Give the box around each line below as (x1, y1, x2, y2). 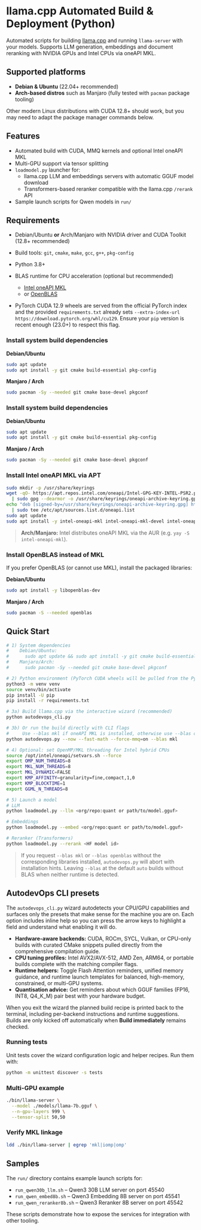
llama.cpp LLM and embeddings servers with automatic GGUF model (23, 172, 194, 179)
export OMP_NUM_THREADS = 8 (6, 758, 71, 764)
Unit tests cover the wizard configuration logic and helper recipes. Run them (6, 1051, 194, 1058)
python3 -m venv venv (6, 681, 60, 687)
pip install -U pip (6, 692, 55, 698)
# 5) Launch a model (6, 797, 58, 803)
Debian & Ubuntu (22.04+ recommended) (14, 83, 118, 90)
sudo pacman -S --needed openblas (6, 610, 93, 616)
